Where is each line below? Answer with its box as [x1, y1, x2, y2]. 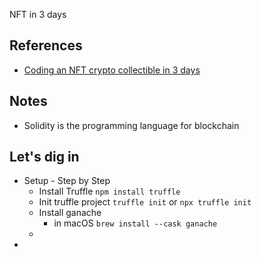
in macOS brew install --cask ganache [53, 217, 218, 229]
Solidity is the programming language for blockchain [23, 119, 240, 131]
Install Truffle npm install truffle [38, 185, 181, 198]
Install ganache [38, 207, 102, 219]
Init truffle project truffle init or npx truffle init [38, 196, 252, 208]
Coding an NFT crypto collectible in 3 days [23, 64, 201, 76]
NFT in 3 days [9, 9, 67, 20]
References [9, 37, 83, 54]
